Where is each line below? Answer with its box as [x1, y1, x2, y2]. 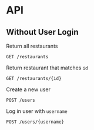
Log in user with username [6, 108, 68, 115]
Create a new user [6, 86, 51, 93]
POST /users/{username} [6, 119, 65, 125]
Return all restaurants [6, 42, 58, 49]
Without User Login [6, 27, 79, 37]
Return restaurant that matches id [6, 64, 88, 71]
